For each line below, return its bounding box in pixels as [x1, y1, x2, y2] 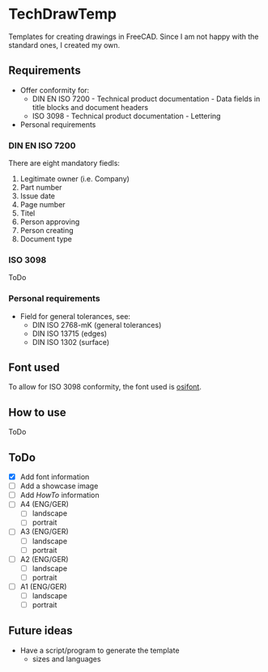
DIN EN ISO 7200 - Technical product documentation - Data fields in [32, 94, 261, 104]
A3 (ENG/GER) [19, 527, 69, 537]
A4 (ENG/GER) [19, 500, 69, 509]
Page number [19, 200, 66, 210]
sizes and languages [32, 653, 101, 664]
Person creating [19, 226, 74, 236]
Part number [19, 183, 62, 193]
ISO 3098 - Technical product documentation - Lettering [32, 111, 221, 121]
